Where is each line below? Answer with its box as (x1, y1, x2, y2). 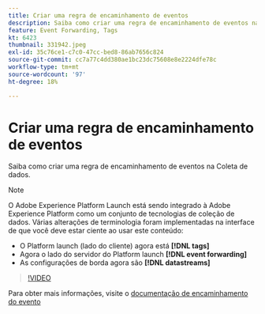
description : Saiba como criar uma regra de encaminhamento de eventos (8, 19, 248, 27)
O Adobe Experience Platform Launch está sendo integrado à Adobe (8, 201, 231, 210)
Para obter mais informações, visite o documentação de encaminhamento (8, 289, 248, 298)
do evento (8, 297, 41, 307)
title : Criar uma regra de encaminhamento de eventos (8, 11, 189, 20)
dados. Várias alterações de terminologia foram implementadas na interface (8, 218, 255, 227)
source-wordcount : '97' (8, 70, 87, 78)
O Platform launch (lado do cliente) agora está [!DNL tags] (19, 241, 210, 251)
